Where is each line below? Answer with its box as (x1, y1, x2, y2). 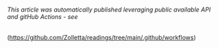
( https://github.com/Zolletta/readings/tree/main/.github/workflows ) (7, 34, 197, 42)
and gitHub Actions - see (7, 12, 78, 20)
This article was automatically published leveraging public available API (7, 5, 211, 14)
